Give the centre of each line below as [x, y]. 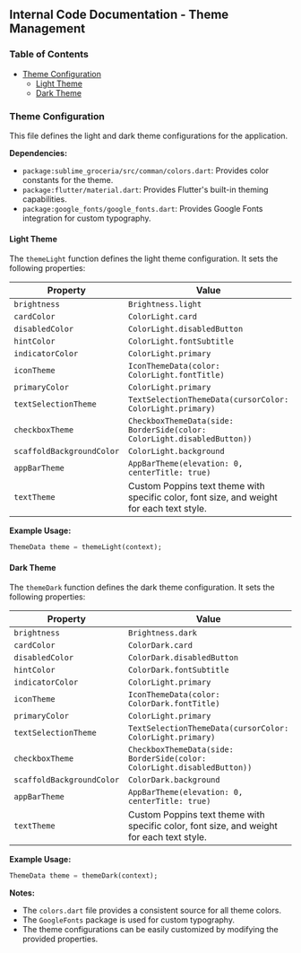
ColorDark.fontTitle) [174, 704]
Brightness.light [165, 305]
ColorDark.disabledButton [184, 658]
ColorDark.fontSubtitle [179, 670]
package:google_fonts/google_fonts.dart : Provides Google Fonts [142, 208]
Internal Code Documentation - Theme [119, 15]
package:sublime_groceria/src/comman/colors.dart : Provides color [146, 170]
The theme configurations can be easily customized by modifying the [150, 930]
